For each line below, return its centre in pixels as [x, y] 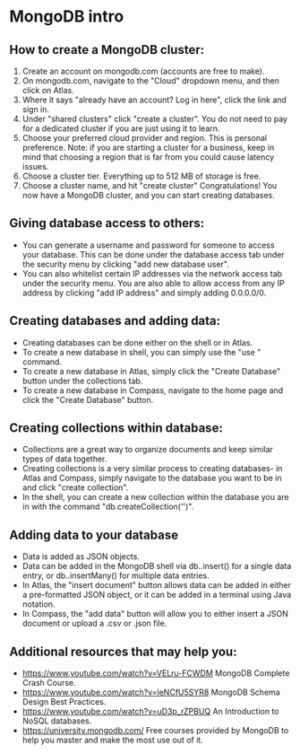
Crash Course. [49, 683]
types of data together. [64, 459]
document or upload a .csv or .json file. [94, 623]
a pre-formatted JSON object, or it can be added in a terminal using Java [157, 595]
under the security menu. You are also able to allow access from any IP [153, 283]
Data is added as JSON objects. [81, 557]
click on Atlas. [48, 90]
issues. [35, 167]
